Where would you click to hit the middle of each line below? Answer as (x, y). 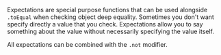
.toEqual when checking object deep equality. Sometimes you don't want (110, 17)
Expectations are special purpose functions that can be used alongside (107, 10)
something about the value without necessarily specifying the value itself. (110, 31)
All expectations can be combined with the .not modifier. (87, 44)
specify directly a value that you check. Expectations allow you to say (105, 24)
